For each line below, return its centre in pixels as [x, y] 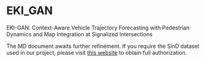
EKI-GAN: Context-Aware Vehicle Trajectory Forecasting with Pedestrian [98, 28]
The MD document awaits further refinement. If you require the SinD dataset [103, 46]
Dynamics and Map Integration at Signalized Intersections [79, 34]
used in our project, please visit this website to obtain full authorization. [97, 52]
